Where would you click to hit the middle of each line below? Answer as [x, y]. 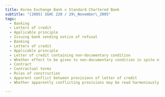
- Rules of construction [35, 73]
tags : [11, 19]
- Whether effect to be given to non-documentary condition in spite [82, 60]
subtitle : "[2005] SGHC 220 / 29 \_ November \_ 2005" [58, 14]
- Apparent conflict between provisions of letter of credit [73, 78]
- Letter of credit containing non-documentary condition [70, 55]
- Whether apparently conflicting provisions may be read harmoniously [84, 82]
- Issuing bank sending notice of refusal [54, 37]
